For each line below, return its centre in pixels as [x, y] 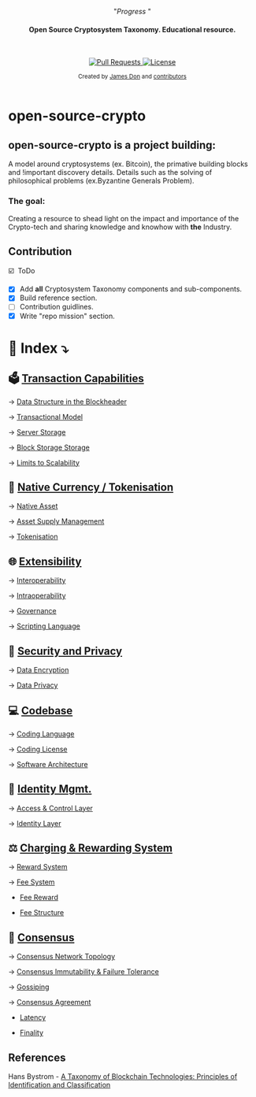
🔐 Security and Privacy [65, 651]
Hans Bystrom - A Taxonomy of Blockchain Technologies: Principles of [123, 1077]
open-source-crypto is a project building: [112, 145]
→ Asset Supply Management [56, 521]
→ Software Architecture [48, 764]
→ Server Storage [37, 432]
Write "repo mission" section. [67, 316]
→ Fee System [32, 882]
